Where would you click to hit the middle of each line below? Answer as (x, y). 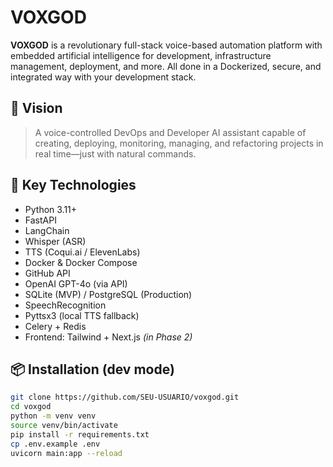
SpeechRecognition (65, 305)
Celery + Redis (55, 326)
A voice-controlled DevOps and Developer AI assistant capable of (170, 132)
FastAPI (40, 220)
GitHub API (47, 273)
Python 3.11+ (51, 209)
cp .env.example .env (55, 444)
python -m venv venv (53, 416)
